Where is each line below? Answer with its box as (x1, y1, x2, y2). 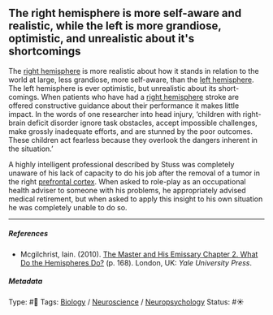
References (8, 229, 49, 239)
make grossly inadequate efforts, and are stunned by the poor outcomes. (8, 126, 253, 136)
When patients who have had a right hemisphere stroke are (41, 92, 240, 101)
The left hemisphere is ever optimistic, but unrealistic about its (8, 83, 217, 93)
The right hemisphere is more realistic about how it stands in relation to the (8, 66, 259, 76)
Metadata (8, 276, 43, 287)
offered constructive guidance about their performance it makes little (8, 101, 240, 110)
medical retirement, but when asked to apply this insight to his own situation (8, 194, 263, 204)
